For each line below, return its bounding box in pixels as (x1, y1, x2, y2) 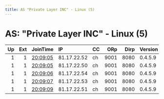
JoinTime (31, 46, 54, 53)
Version (139, 46, 159, 53)
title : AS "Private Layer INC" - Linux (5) (5, 7, 95, 12)
